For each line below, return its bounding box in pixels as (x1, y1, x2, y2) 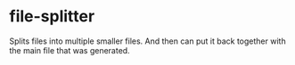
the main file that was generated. (9, 45, 131, 55)
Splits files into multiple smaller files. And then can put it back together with (9, 36, 287, 46)
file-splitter (9, 6, 95, 27)
